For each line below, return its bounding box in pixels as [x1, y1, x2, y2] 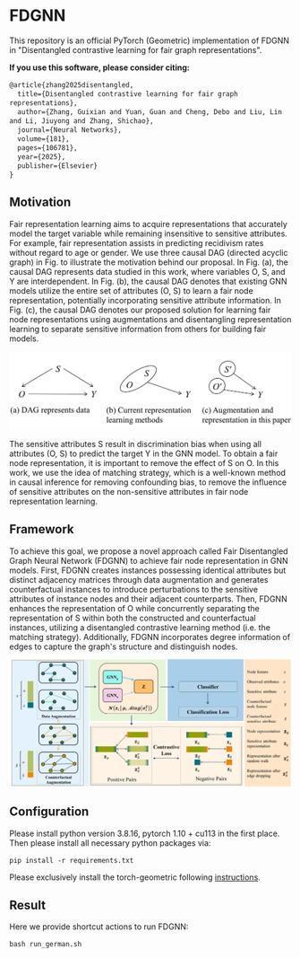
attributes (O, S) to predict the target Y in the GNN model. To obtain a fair [9, 448, 279, 459]
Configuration [9, 804, 90, 820]
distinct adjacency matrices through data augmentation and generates [9, 574, 269, 584]
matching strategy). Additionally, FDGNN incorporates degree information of [9, 631, 291, 642]
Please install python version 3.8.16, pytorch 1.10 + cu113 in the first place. [9, 828, 280, 839]
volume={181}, [17, 134, 70, 144]
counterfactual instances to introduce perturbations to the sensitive [9, 584, 258, 594]
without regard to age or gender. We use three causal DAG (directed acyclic [9, 247, 288, 258]
